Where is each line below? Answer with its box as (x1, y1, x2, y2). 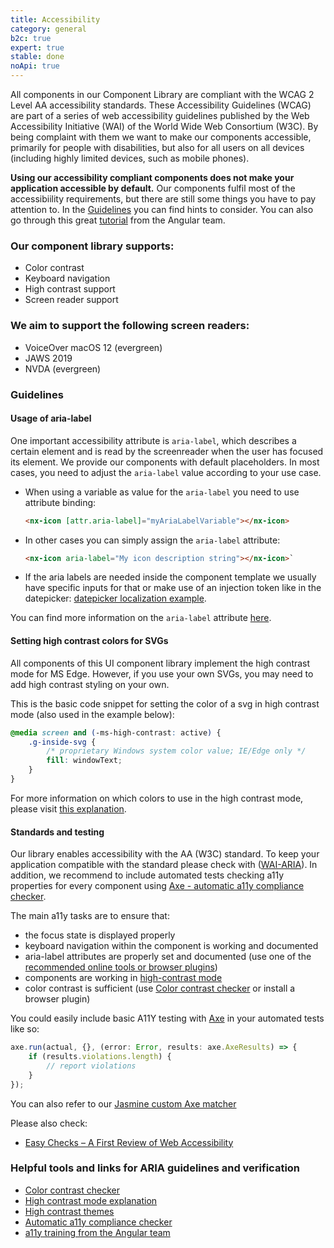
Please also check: (10, 1117, 88, 1129)
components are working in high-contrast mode (24, 972, 223, 984)
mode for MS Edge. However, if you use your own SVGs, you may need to (10, 667, 314, 680)
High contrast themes (24, 1205, 115, 1217)
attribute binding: (24, 496, 97, 508)
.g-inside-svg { (28, 737, 97, 747)
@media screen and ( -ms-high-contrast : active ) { (10, 727, 222, 738)
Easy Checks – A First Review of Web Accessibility (24, 1136, 234, 1148)
